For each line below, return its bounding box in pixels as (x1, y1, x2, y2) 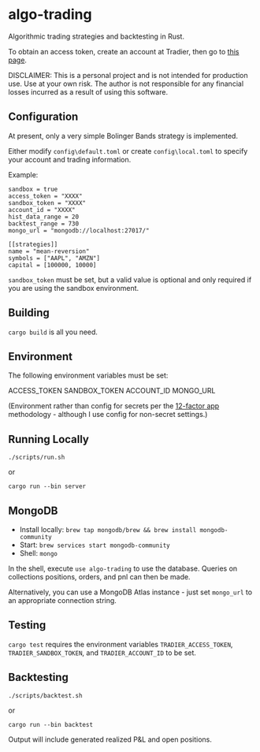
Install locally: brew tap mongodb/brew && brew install (19, 525, 197, 534)
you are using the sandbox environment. (8, 283, 139, 292)
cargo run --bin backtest (8, 720, 93, 728)
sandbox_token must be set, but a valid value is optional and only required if (8, 274, 252, 285)
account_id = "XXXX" (8, 206, 76, 214)
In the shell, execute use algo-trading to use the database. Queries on (8, 564, 238, 573)
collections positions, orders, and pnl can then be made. (8, 572, 191, 581)
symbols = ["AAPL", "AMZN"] (8, 254, 101, 262)
